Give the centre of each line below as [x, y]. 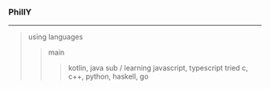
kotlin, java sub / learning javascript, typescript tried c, [158, 68]
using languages [55, 37]
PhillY [20, 12]
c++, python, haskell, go [108, 77]
